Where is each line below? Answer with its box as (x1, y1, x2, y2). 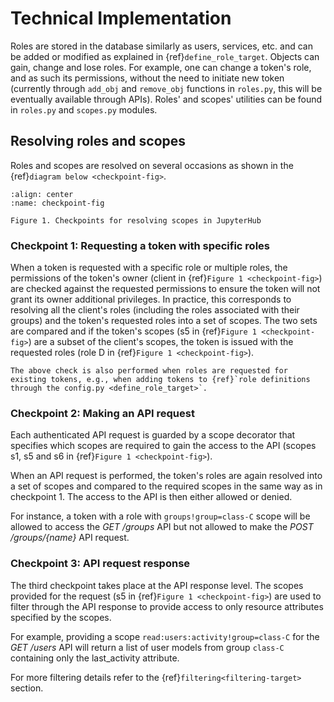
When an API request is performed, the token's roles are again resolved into (10, 470, 323, 482)
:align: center (10, 189, 74, 199)
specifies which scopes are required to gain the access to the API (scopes (10, 440, 317, 452)
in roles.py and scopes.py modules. (10, 103, 158, 116)
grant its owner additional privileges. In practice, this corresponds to (10, 293, 292, 306)
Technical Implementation (10, 7, 232, 30)
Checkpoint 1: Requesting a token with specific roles (10, 238, 270, 252)
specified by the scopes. (10, 611, 112, 623)
